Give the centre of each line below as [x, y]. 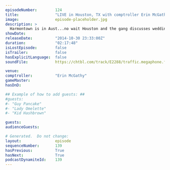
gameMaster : [18, 81]
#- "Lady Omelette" [26, 109]
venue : [12, 71]
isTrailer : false [36, 52]
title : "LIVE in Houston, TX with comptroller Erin [78, 15]
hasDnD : [13, 85]
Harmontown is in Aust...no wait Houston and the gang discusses [80, 29]
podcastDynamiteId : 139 [34, 160]
